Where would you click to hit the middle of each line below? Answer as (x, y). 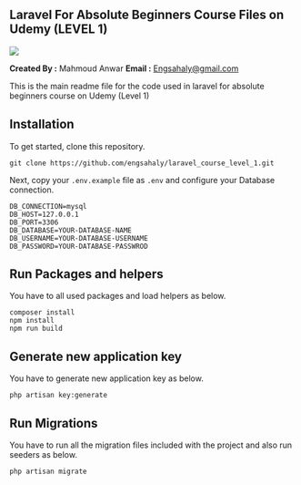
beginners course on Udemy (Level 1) (80, 96)
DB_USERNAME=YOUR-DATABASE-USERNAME (79, 238)
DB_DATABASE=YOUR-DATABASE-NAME (70, 230)
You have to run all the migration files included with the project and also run (151, 445)
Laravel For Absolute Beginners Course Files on (147, 15)
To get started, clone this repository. (77, 146)
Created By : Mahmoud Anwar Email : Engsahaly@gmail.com (124, 68)
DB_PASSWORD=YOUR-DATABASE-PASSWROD (79, 246)
